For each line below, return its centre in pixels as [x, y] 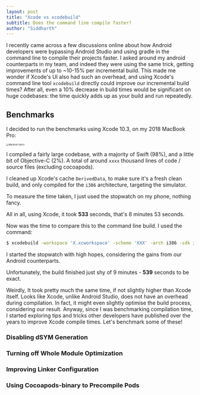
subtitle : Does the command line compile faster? [69, 23]
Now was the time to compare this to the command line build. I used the [94, 226]
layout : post [22, 12]
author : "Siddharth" [32, 28]
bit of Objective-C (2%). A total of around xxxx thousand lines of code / [93, 161]
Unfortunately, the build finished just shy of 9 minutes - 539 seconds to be [98, 272]
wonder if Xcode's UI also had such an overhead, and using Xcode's [90, 77]
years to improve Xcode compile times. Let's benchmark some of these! [94, 322]
